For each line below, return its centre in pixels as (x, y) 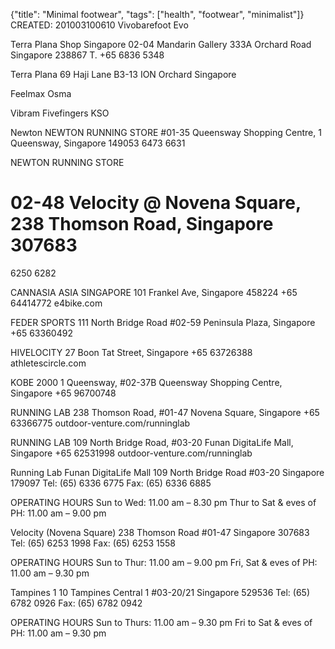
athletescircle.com (48, 363)
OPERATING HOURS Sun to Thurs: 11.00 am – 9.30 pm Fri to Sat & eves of (161, 622)
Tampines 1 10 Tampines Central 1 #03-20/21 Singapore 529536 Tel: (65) (160, 592)
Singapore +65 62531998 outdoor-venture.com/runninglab (131, 453)
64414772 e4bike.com (56, 303)
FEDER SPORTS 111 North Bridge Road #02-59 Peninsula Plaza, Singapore (163, 322)
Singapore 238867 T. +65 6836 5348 (87, 55)
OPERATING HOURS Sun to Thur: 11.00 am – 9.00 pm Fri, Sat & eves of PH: (164, 562)
